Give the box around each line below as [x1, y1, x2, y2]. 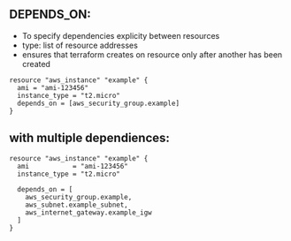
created [21, 58, 51, 69]
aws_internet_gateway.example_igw [25, 207, 152, 217]
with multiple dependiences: [9, 131, 171, 146]
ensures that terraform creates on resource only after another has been [21, 49, 283, 60]
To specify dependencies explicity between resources [21, 30, 220, 41]
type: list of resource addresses [21, 40, 139, 50]
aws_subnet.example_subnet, [25, 200, 128, 209]
